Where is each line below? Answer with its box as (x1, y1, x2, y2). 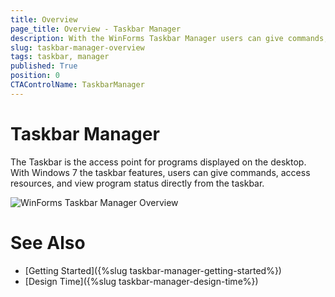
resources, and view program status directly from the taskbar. (10, 177, 265, 189)
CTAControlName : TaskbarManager (10, 80, 145, 90)
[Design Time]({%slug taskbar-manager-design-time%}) (24, 275, 259, 287)
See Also (10, 231, 86, 254)
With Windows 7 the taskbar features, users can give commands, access (10, 166, 311, 178)
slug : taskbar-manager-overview (10, 42, 145, 53)
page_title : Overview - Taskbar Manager (10, 24, 182, 34)
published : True (10, 61, 78, 71)
